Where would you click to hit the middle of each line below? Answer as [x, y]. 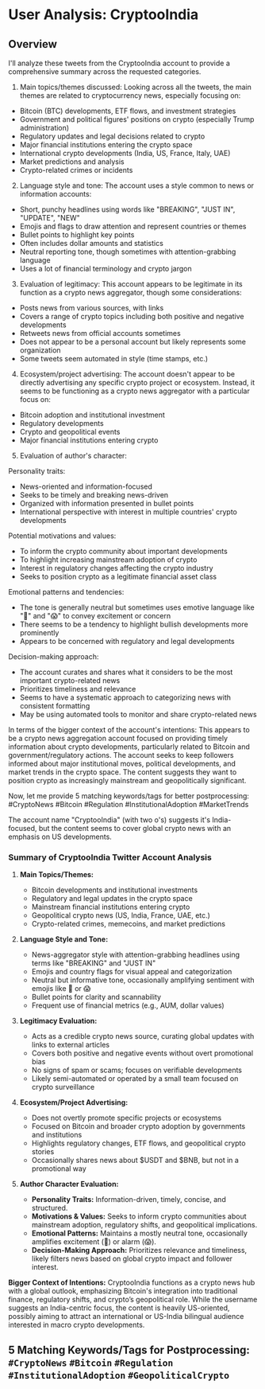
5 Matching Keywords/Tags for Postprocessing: [129, 1350]
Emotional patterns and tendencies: [66, 592]
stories [43, 1152]
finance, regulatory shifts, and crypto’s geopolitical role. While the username [133, 1300]
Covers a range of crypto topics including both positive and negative [132, 316]
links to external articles [71, 1045]
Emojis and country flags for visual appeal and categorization [132, 972]
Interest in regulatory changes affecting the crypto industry [116, 568]
